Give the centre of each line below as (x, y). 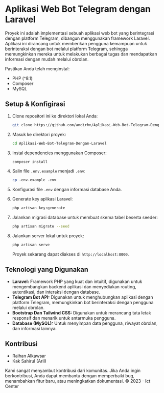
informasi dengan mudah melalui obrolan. (47, 59)
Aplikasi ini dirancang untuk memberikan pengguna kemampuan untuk (76, 43)
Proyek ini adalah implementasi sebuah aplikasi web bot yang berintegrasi (80, 33)
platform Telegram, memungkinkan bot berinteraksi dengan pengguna (83, 302)
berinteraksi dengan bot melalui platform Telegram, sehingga (67, 49)
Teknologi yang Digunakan (47, 269)
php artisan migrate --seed (41, 226)
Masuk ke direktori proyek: (39, 134)
